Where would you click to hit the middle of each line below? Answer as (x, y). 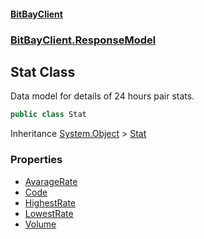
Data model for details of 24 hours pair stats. (102, 96)
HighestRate (50, 202)
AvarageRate (51, 181)
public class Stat (48, 115)
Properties (36, 160)
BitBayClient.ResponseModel (83, 40)
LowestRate (49, 213)
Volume (40, 224)
